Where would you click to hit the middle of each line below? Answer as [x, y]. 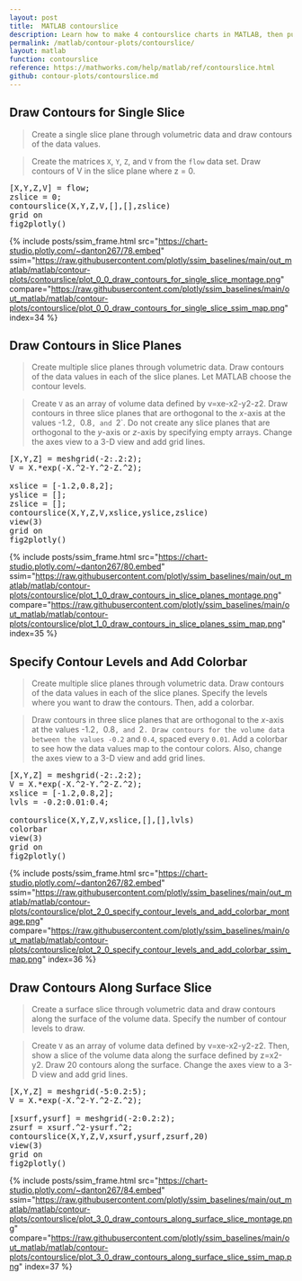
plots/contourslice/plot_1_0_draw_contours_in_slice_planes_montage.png [144, 595]
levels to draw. [58, 1028]
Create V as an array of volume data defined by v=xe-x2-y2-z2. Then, [160, 1045]
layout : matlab [38, 51]
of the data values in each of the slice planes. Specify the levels [149, 693]
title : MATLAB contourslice [64, 26]
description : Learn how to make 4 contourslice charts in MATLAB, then [146, 34]
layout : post [34, 18]
